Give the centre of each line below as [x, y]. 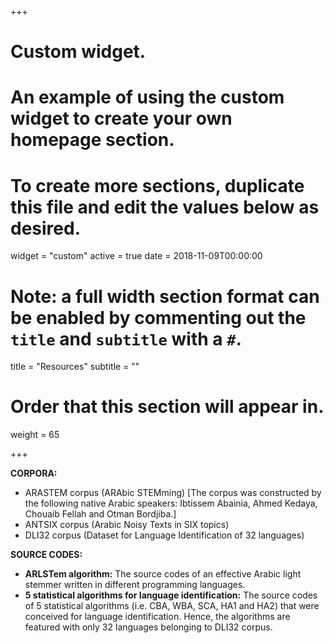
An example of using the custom [147, 97]
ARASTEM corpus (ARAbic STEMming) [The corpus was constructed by [173, 493]
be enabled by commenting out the [158, 317]
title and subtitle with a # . [126, 338]
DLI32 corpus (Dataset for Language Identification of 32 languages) [164, 535]
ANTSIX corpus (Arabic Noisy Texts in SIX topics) [127, 525]
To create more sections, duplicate [157, 185]
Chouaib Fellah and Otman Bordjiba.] [100, 514]
